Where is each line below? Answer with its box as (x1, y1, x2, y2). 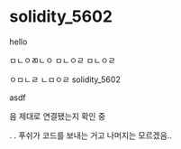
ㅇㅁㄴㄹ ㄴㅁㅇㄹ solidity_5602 (9, 74, 122, 85)
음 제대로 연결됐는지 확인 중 (9, 110, 106, 121)
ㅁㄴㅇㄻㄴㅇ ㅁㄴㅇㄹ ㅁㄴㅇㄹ (9, 54, 116, 65)
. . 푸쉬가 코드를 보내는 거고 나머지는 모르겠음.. (9, 129, 173, 141)
